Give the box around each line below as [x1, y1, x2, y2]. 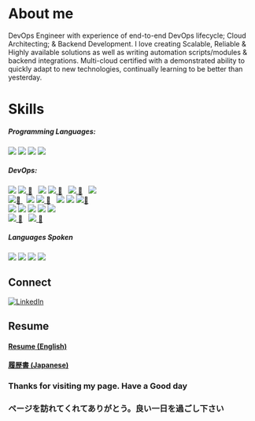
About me [8, 5, 74, 23]
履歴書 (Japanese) [8, 360, 69, 370]
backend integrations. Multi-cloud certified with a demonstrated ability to [8, 56, 246, 65]
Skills [8, 100, 45, 118]
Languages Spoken [8, 232, 73, 242]
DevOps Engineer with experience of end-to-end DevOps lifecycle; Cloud [8, 31, 246, 40]
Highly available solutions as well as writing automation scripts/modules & [8, 47, 248, 57]
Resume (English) [8, 342, 68, 351]
